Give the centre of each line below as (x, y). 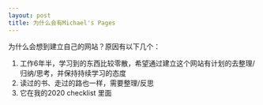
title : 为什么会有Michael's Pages (62, 23)
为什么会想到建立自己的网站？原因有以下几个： (84, 46)
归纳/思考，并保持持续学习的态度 (73, 73)
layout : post (30, 15)
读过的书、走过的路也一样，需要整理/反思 (86, 83)
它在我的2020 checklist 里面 (66, 92)
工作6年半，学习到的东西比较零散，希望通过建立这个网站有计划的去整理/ (137, 63)
